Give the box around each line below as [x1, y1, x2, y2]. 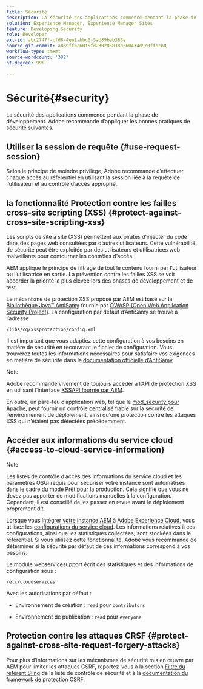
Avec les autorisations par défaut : [6, 589, 92, 597]
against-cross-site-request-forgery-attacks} [6, 640, 181, 651]
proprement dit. [6, 505, 45, 512]
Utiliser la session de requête [6, 142, 119, 152]
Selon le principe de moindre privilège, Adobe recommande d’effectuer [6, 168, 184, 175]
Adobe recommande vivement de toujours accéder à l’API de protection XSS [6, 380, 197, 388]
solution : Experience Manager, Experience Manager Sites [6, 20, 153, 26]
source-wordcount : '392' [6, 54, 69, 60]
